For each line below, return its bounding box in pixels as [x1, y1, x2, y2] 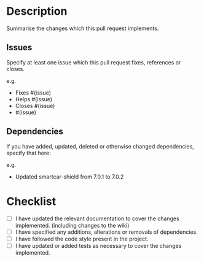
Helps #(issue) [15, 95, 53, 102]
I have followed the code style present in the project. [15, 235, 149, 242]
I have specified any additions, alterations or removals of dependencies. [15, 228, 198, 236]
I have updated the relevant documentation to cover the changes [15, 215, 179, 222]
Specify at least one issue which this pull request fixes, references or [6, 58, 181, 66]
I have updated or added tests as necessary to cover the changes [15, 242, 182, 249]
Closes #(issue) [15, 102, 55, 109]
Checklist [6, 195, 57, 208]
